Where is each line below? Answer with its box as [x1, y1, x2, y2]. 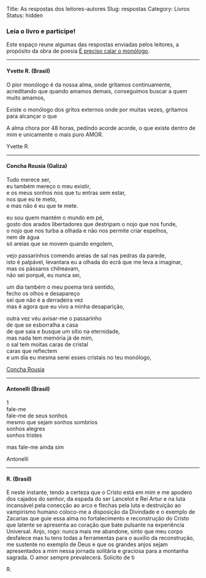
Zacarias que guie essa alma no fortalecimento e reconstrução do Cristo [6, 515, 189, 522]
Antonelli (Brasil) [6, 386, 50, 393]
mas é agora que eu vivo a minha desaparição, [6, 303, 124, 310]
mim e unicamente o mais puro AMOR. [6, 131, 104, 138]
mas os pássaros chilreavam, [6, 265, 80, 272]
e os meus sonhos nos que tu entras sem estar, [6, 189, 126, 196]
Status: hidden [6, 12, 43, 19]
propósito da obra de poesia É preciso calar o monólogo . [6, 47, 150, 55]
